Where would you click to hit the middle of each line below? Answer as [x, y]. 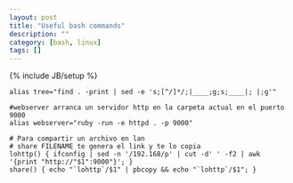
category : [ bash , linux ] [55, 42]
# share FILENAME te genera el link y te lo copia [105, 147]
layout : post [33, 17]
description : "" [39, 34]
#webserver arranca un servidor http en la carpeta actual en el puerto [147, 107]
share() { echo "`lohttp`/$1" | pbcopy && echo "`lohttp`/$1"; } [133, 170]
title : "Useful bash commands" [67, 26]
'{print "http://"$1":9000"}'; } [71, 162]
